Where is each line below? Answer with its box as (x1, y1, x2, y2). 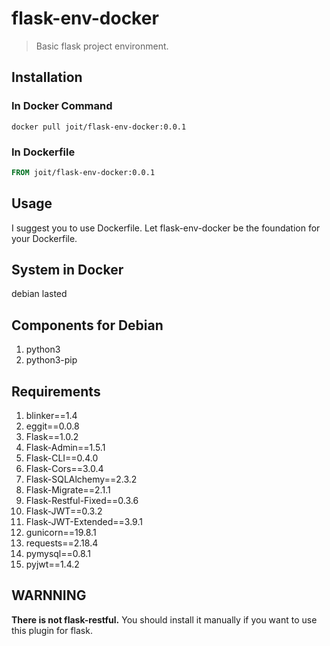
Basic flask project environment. (35, 40, 169, 52)
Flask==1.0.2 (25, 431, 79, 443)
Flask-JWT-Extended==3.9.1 (25, 516, 143, 528)
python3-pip (25, 354, 78, 366)
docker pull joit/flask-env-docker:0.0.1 (11, 122, 187, 132)
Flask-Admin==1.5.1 (25, 442, 106, 454)
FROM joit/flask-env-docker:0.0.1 (11, 167, 156, 177)
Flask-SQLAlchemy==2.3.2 (25, 473, 138, 486)
